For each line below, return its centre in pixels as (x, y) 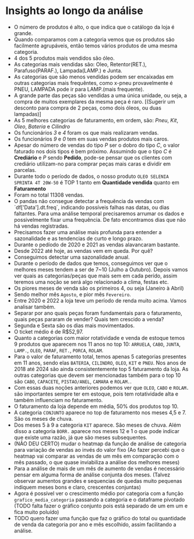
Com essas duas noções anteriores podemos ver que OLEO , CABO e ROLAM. (101, 387)
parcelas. (25, 170)
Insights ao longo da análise (74, 11)
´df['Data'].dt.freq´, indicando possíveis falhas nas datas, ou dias (91, 207)
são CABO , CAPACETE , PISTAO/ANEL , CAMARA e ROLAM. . (73, 381)
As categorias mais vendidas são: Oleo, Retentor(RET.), (80, 64)
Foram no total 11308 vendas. (49, 195)
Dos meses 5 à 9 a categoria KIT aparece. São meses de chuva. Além (97, 425)
